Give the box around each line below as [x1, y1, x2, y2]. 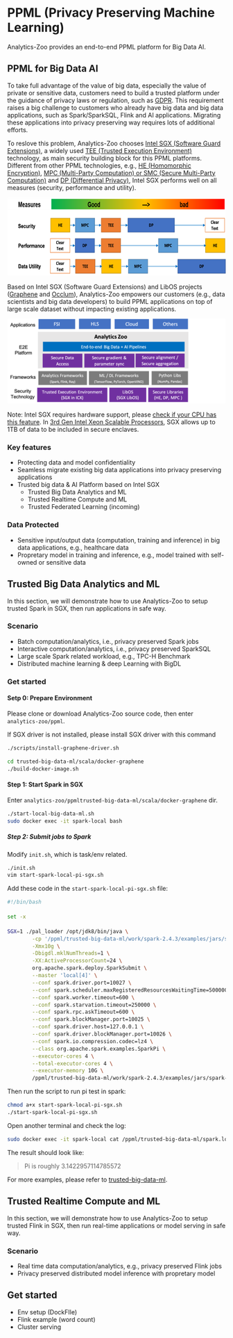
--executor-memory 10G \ [32, 1067, 104, 1074]
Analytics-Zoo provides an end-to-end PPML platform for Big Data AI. [7, 42, 207, 51]
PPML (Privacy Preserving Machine [7, 5, 215, 21]
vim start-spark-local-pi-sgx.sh [7, 871, 104, 879]
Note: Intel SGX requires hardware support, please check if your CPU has [7, 410, 217, 419]
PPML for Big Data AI [7, 63, 98, 74]
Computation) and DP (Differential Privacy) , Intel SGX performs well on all [7, 176, 217, 184]
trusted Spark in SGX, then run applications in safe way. [7, 604, 166, 613]
